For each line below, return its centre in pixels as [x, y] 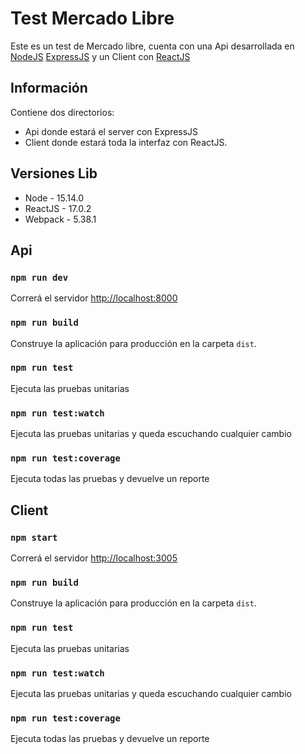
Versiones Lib [54, 173]
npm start [34, 537]
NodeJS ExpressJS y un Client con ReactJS [100, 56]
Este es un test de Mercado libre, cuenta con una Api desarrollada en [152, 46]
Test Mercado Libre [92, 18]
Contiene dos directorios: [62, 112]
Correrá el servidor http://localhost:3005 [94, 558]
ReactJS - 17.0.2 [58, 208]
